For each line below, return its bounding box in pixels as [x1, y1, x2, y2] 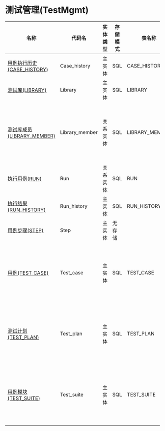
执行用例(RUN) [7, 175, 42, 182]
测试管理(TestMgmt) [5, 4, 89, 16]
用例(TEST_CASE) [7, 269, 49, 276]
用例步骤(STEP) [7, 227, 44, 234]
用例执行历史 [7, 60, 38, 66]
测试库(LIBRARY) [7, 87, 47, 94]
